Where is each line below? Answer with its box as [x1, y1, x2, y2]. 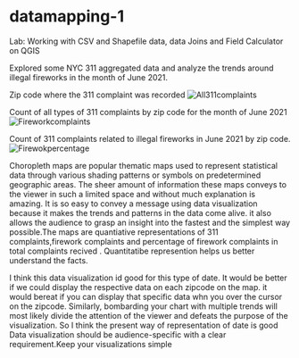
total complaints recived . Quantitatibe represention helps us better [9, 246, 255, 256]
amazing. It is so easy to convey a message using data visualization [9, 198, 258, 209]
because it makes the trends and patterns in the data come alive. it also [9, 207, 272, 218]
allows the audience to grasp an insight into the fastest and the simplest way [9, 217, 291, 228]
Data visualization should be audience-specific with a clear [9, 329, 227, 340]
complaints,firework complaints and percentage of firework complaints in [9, 236, 278, 246]
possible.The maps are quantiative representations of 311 [9, 226, 219, 237]
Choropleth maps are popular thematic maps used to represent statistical [9, 160, 278, 171]
